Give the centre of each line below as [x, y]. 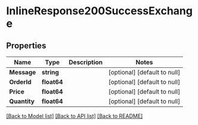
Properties [26, 46]
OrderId [20, 82]
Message [23, 72]
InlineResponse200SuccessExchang [99, 11]
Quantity [22, 101]
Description [86, 62]
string [50, 72]
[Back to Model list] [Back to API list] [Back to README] [75, 116]
